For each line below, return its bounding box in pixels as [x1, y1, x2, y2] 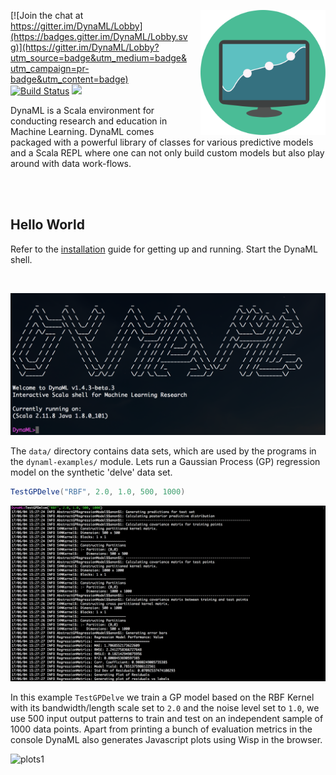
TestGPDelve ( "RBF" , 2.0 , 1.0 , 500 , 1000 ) [10, 486, 186, 497]
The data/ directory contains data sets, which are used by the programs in [10, 445, 317, 457]
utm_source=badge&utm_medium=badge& [10, 52, 188, 64]
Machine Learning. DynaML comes [10, 126, 155, 137]
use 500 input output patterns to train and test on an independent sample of [10, 713, 324, 725]
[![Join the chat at [10, 10, 84, 21]
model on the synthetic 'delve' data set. [10, 466, 173, 478]
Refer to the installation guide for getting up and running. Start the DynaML [10, 243, 318, 255]
